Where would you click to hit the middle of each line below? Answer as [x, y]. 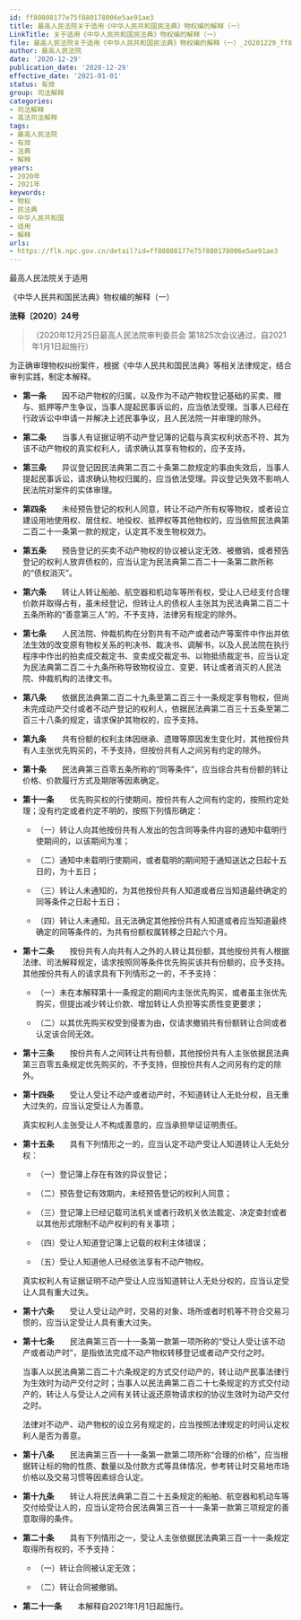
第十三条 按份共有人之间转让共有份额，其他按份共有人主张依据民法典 [155, 1053]
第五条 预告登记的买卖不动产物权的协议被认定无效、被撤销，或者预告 [155, 551]
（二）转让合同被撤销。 [79, 1587]
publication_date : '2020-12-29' [69, 68]
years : [21, 168]
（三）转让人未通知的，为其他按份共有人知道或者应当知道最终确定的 [161, 890]
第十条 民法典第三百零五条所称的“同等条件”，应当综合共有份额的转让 [155, 769]
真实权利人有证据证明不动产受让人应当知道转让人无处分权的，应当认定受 [155, 1281]
